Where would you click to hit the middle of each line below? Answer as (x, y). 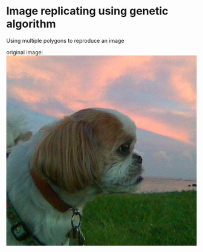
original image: (25, 52)
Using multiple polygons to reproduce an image (66, 40)
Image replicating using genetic (87, 11)
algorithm (31, 24)
